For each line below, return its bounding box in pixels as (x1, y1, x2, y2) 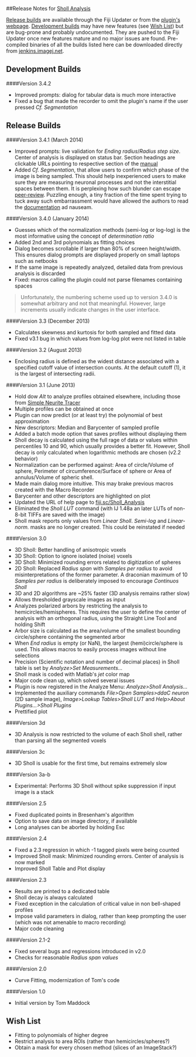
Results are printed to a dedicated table (14, 887, 110, 895)
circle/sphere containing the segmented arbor (14, 633, 126, 640)
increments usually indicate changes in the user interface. (20, 306, 160, 313)
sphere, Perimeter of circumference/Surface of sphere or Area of (14, 467, 172, 474)
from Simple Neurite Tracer (14, 399, 81, 406)
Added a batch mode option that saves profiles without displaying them (14, 430, 187, 437)
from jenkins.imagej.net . (6, 47, 64, 54)
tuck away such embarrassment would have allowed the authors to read (14, 197, 189, 204)
